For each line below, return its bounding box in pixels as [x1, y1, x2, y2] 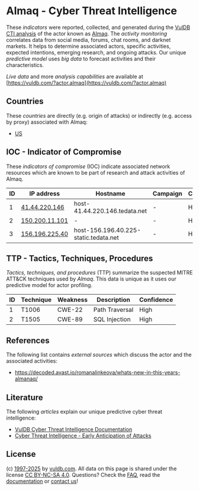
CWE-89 [57, 315, 83, 324]
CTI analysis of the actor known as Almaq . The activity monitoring [6, 30, 168, 37]
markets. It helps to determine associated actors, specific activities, [6, 43, 171, 50]
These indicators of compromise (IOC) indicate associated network [6, 163, 171, 170]
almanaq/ [14, 375, 38, 382]
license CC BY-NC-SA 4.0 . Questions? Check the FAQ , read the [6, 471, 161, 478]
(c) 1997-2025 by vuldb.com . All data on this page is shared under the [6, 465, 177, 472]
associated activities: [6, 357, 58, 365]
